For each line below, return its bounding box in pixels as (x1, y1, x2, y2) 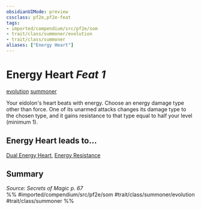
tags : (6, 20, 20, 26)
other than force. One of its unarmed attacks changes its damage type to (6, 105, 187, 112)
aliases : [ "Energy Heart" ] (6, 42, 74, 48)
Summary (6, 169, 44, 179)
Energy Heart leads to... (6, 136, 97, 146)
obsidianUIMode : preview (6, 8, 68, 15)
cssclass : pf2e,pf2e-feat (6, 14, 71, 20)
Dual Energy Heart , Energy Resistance (6, 151, 101, 159)
